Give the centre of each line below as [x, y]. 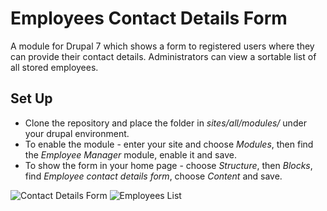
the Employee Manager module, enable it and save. [130, 154]
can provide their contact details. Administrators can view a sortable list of [163, 56]
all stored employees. [54, 67]
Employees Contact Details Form [149, 18]
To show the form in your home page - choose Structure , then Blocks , [168, 165]
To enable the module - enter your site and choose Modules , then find [169, 144]
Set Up [31, 98]
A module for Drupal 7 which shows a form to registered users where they [162, 46]
